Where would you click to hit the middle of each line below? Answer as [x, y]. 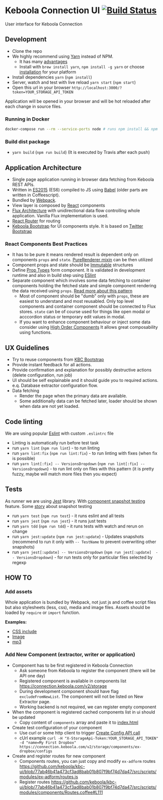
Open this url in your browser [41, 87]
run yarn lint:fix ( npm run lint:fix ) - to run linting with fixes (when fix [85, 453]
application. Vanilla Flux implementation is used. [60, 216]
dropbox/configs [36, 751]
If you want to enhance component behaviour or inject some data [85, 322]
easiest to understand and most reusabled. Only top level [77, 301]
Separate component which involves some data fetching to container [81, 280]
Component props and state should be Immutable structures [72, 265]
